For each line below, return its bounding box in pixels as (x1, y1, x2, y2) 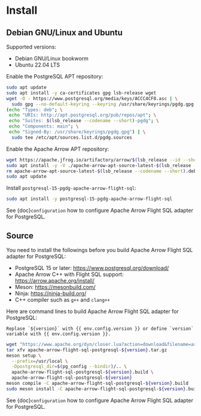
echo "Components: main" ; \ (8, 123, 79, 129)
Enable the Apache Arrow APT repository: (6, 145, 109, 153)
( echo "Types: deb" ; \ (6, 107, 63, 113)
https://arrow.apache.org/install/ (14, 277, 95, 284)
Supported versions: (6, 43, 57, 50)
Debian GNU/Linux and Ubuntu (6, 28, 123, 38)
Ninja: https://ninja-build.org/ (14, 290, 87, 297)
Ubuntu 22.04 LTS (14, 61, 60, 68)
